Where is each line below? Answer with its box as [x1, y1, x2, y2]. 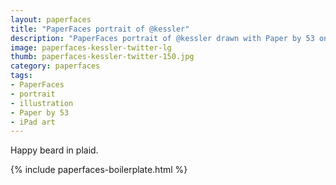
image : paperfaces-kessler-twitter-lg [10, 42, 172, 53]
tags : [10, 71, 33, 81]
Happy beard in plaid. [10, 144, 99, 156]
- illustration [10, 98, 74, 108]
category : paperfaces [10, 61, 101, 71]
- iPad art [10, 117, 56, 127]
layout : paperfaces [10, 14, 92, 25]
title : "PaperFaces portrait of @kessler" [10, 24, 190, 34]
